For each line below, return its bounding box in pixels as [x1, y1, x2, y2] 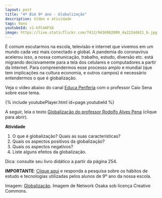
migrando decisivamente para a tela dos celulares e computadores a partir [5, 60, 157, 65]
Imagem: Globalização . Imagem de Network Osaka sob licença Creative [5, 183, 151, 189]
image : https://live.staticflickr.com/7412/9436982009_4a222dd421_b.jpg [5, 30, 158, 35]
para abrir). [5, 114, 28, 120]
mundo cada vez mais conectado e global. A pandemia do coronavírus [5, 49, 149, 55]
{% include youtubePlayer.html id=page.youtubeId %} [5, 99, 115, 105]
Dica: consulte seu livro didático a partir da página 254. [5, 159, 117, 164]
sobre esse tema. [5, 90, 40, 96]
